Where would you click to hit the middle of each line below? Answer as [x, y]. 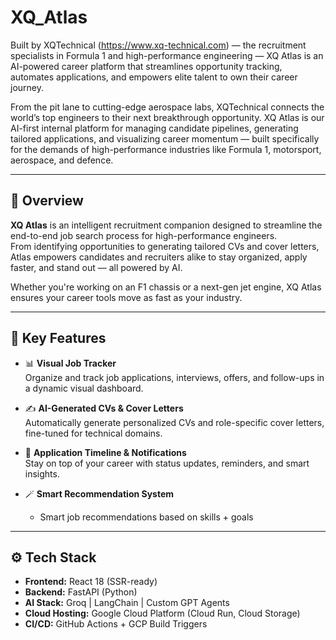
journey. [27, 87]
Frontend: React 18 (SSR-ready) [91, 582]
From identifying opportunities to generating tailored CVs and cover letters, [165, 246]
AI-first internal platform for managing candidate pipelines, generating [154, 128]
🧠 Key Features [58, 338]
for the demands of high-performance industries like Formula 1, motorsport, [166, 149]
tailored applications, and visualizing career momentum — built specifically [165, 138]
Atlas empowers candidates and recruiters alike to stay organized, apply [159, 257]
